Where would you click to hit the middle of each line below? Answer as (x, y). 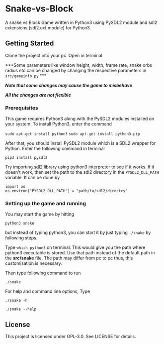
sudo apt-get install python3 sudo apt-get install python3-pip (73, 134)
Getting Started (30, 44)
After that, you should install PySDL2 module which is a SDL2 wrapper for (81, 143)
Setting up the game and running (45, 203)
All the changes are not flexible (38, 95)
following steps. (21, 238)
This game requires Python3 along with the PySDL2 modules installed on (80, 119)
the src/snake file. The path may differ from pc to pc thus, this (69, 258)
